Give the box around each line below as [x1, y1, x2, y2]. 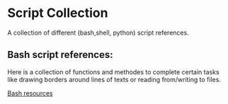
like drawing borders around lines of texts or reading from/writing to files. [7, 75, 222, 83]
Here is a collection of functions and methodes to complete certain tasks [7, 67, 220, 76]
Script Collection [7, 5, 108, 21]
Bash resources [7, 88, 53, 97]
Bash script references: [7, 49, 113, 61]
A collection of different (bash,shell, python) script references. [7, 28, 189, 37]
